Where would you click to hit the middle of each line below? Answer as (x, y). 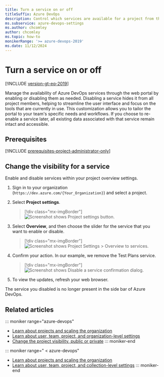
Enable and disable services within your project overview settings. (72, 178)
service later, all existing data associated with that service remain (89, 119)
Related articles (29, 309)
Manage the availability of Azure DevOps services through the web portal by (82, 93)
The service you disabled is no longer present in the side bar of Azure (75, 289)
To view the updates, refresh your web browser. (60, 280)
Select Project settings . (36, 202)
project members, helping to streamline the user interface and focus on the (81, 103)
